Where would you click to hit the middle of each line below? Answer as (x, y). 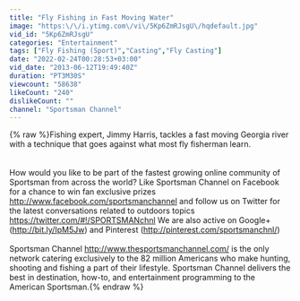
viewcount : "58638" (46, 84)
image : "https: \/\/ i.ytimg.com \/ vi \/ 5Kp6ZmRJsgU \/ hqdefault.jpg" (133, 26)
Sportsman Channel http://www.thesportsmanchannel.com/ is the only (140, 249)
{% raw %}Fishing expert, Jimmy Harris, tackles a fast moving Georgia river (149, 134)
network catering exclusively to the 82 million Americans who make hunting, (150, 258)
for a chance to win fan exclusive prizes (83, 192)
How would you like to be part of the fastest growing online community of (145, 173)
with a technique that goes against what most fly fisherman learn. (130, 144)
